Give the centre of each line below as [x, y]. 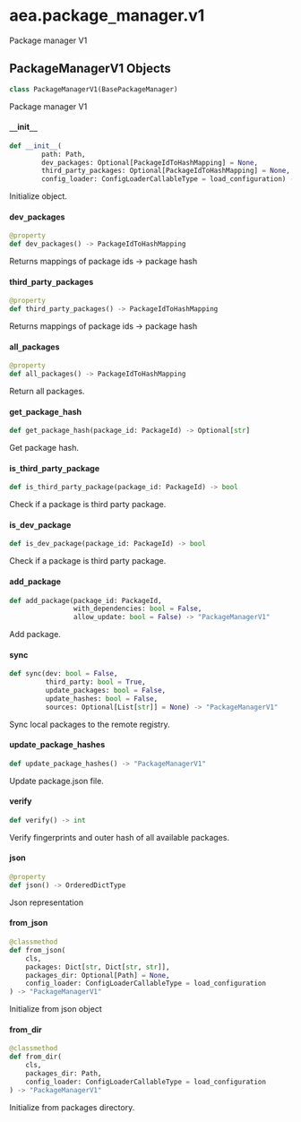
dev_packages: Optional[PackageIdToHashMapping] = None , [150, 162]
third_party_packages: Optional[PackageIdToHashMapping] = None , [166, 171]
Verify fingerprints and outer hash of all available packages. [120, 837]
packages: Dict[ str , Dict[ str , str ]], [98, 967]
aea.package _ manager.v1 [107, 16]
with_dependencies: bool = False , [138, 609]
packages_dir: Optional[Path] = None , [98, 975]
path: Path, [64, 154]
